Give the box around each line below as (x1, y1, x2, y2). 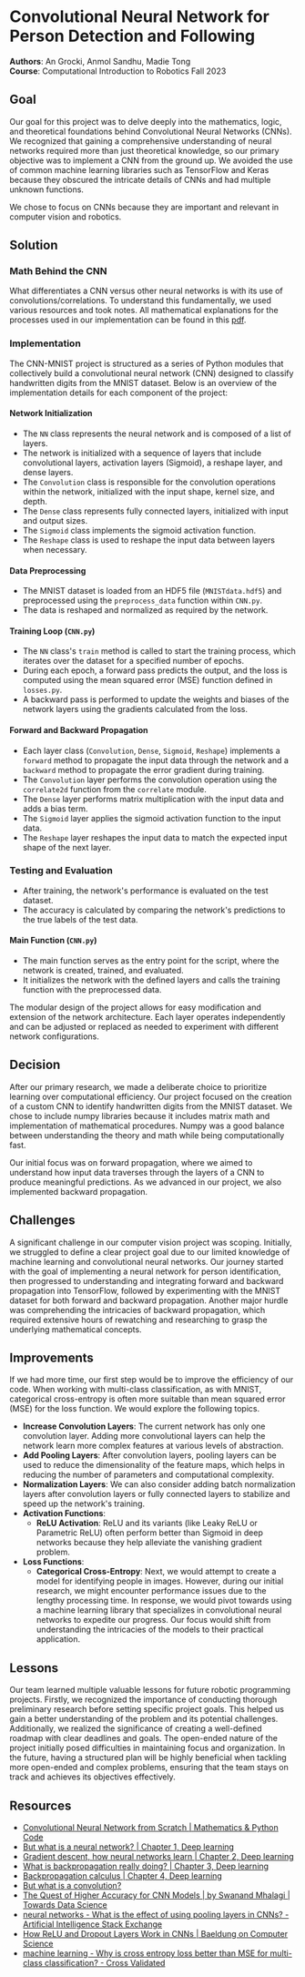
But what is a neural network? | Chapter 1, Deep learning (22, 1841, 235, 1852)
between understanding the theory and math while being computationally (9, 1129, 285, 1140)
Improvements (9, 1350, 94, 1366)
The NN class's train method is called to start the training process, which (22, 646, 296, 657)
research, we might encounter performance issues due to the (36, 1585, 267, 1596)
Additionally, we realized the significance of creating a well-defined (9, 1723, 262, 1734)
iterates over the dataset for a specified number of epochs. (22, 656, 244, 667)
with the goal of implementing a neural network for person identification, (9, 1266, 281, 1277)
